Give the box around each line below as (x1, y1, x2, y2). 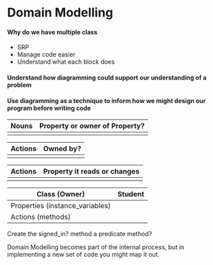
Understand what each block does (16, 58, 115, 66)
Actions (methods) (10, 212, 71, 222)
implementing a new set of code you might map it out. (7, 251, 160, 259)
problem (7, 80, 32, 89)
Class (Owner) (36, 189, 85, 199)
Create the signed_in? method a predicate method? (7, 230, 153, 238)
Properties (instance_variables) (10, 201, 111, 211)
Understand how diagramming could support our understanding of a (7, 73, 207, 82)
